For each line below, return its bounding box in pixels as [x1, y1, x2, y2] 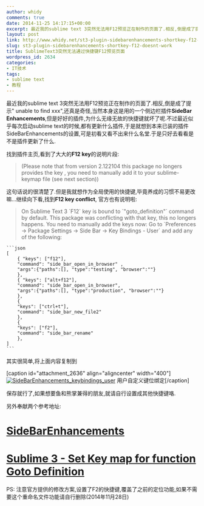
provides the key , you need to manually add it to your [21, 169, 156, 176]
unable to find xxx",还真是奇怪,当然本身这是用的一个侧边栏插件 [15, 107, 172, 114]
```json [6, 245, 26, 251]
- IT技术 [6, 65, 27, 72]
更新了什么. [27, 138, 56, 144]
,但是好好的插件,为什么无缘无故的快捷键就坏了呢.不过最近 [45, 115, 188, 122]
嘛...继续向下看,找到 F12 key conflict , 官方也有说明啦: [6, 195, 138, 203]
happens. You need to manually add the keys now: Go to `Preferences [21, 221, 196, 228]
